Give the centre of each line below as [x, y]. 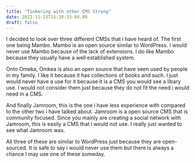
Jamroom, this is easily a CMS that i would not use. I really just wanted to [94, 124]
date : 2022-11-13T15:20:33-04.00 [47, 17]
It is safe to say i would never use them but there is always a [101, 148]
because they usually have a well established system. [71, 58]
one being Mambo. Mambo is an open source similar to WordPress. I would [97, 45]
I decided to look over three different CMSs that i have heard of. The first [94, 39]
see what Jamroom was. [36, 130]
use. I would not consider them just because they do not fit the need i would [98, 88]
